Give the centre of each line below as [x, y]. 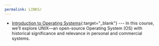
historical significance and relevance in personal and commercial [77, 33]
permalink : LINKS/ [23, 9]
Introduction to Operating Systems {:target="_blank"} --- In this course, [83, 23]
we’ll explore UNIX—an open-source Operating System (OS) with [77, 28]
